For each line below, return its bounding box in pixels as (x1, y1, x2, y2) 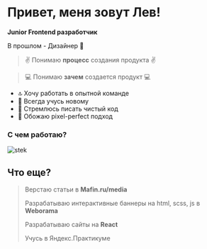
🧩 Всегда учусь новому (17, 96, 89, 105)
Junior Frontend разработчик (7, 28, 98, 36)
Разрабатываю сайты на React (24, 221, 118, 229)
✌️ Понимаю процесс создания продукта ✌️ (24, 55, 156, 64)
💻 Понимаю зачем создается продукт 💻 (24, 72, 151, 81)
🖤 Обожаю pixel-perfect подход (17, 111, 113, 121)
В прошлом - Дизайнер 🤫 (7, 41, 84, 50)
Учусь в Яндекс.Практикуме (24, 234, 111, 243)
